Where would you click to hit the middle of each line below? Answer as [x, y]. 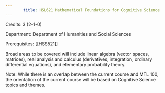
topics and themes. [25, 85]
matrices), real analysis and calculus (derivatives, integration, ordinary [79, 59]
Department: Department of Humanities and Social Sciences [68, 34]
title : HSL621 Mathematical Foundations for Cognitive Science [92, 10]
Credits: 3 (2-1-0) [23, 24]
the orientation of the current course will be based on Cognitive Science [81, 79]
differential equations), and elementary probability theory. [65, 64]
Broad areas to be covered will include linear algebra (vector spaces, [77, 54]
